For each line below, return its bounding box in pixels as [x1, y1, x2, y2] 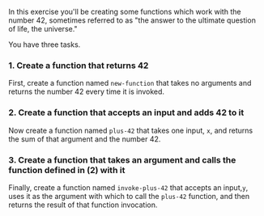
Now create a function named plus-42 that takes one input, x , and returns [8, 125, 253, 135]
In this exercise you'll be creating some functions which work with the [8, 7, 241, 16]
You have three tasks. [8, 40, 81, 49]
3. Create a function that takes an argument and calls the [8, 154, 236, 165]
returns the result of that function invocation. [8, 200, 158, 210]
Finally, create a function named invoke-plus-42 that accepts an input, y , [8, 182, 249, 193]
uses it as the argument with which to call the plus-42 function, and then [8, 191, 249, 201]
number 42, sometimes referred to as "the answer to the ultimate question [8, 15, 257, 25]
